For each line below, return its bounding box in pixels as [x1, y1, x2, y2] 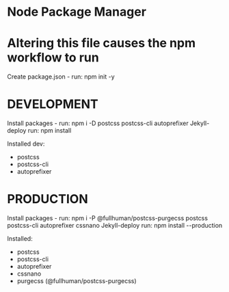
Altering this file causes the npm [7, 36, 196, 51]
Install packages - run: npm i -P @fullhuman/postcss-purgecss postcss [7, 214, 208, 222]
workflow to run [7, 50, 99, 66]
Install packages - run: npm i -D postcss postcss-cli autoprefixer [7, 119, 189, 127]
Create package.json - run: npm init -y [7, 72, 115, 81]
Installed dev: [7, 140, 45, 148]
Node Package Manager [7, 4, 147, 20]
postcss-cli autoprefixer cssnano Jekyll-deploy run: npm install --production [7, 222, 223, 229]
